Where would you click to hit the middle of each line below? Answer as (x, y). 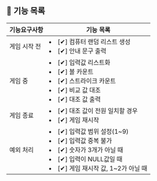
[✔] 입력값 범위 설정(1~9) (93, 131)
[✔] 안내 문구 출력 (82, 51)
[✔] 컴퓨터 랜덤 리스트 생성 (94, 42)
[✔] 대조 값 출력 (79, 99)
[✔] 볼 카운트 (75, 71)
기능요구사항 (27, 29)
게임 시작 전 (25, 46)
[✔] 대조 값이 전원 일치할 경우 (98, 110)
